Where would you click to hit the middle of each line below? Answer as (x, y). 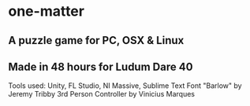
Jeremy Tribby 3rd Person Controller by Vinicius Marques (102, 94)
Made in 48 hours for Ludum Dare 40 (101, 66)
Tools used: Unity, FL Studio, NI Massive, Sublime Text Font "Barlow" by (125, 86)
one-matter (47, 11)
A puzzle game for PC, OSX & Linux (96, 40)
